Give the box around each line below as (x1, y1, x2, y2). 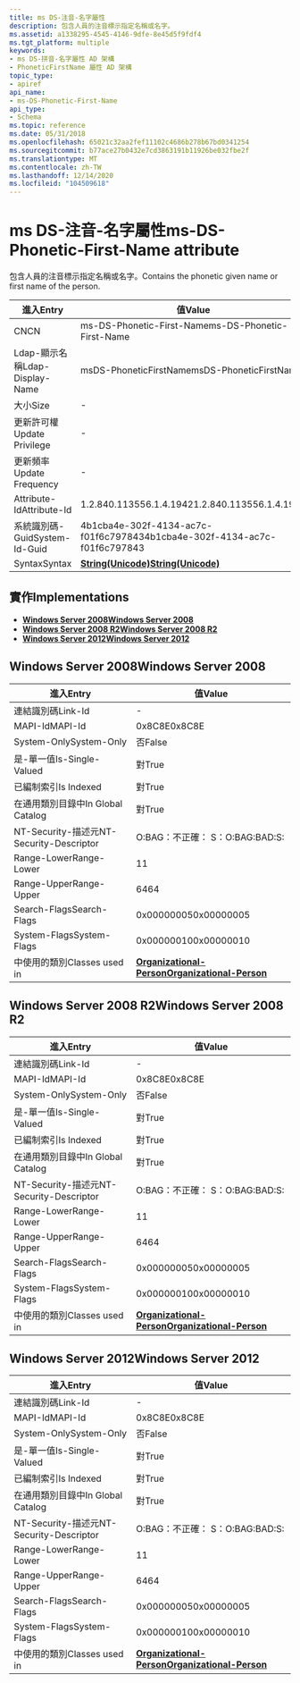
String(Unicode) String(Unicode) (79, 558, 221, 570)
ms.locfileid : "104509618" (9, 180, 110, 189)
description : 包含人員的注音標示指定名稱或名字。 (9, 21, 175, 30)
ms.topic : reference (9, 122, 87, 130)
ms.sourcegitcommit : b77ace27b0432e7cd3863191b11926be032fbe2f (9, 146, 250, 155)
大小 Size (13, 400, 51, 412)
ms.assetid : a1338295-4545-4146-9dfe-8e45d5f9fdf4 (9, 29, 202, 38)
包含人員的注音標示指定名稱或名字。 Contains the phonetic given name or (9, 271, 279, 282)
